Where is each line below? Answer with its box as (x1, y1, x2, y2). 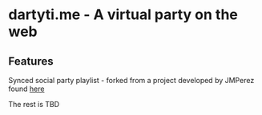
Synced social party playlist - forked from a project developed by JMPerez (8, 76, 255, 85)
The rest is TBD (8, 100, 60, 109)
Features (8, 54, 54, 68)
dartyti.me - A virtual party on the (8, 6, 239, 24)
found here (8, 84, 45, 93)
